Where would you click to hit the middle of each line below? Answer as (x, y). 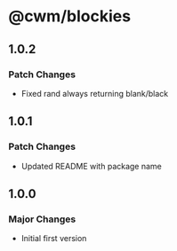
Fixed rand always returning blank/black (95, 93)
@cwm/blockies (69, 16)
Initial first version (54, 239)
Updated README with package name (91, 166)
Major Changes (42, 219)
